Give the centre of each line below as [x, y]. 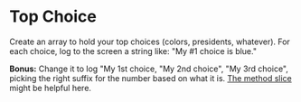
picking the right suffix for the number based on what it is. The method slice [150, 78]
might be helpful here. [51, 88]
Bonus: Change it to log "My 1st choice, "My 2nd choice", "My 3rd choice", [149, 69]
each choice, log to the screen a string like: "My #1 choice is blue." [133, 51]
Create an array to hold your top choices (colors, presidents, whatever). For [150, 42]
